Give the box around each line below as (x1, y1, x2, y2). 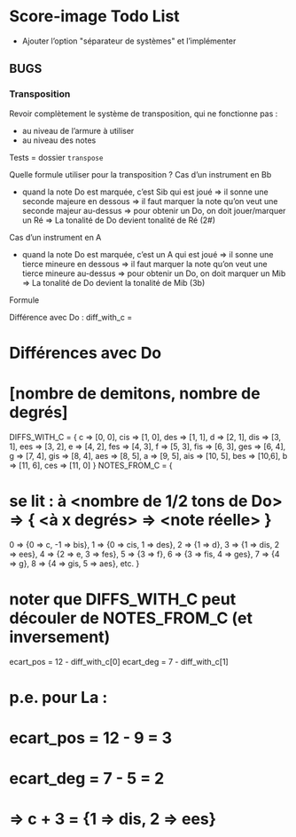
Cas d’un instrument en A (9, 232, 102, 242)
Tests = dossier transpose (9, 152, 104, 162)
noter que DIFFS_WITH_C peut (9, 588, 237, 609)
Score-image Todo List (9, 6, 180, 27)
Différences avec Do (9, 343, 162, 363)
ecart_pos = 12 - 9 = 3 (9, 728, 173, 747)
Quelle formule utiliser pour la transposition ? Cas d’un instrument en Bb (9, 169, 272, 179)
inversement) (9, 627, 111, 647)
